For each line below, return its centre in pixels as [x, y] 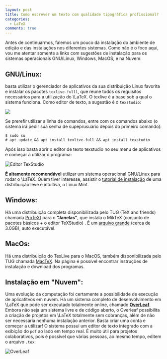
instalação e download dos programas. [45, 266]
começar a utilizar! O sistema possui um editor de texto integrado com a [79, 326]
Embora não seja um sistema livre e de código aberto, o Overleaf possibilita [83, 310]
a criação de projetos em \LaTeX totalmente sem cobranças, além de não [80, 316]
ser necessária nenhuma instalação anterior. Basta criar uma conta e [75, 321]
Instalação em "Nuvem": [44, 282]
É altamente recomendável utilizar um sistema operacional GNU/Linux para [83, 174]
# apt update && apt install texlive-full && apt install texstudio [78, 140]
